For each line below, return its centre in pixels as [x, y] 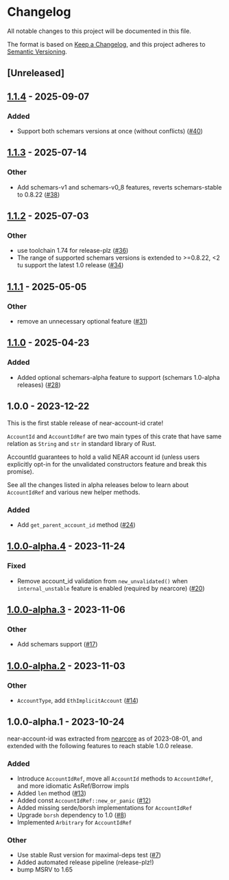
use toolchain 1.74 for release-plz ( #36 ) [73, 251]
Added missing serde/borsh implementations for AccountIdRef [105, 808]
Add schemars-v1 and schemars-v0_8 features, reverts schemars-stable [119, 187]
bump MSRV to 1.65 [45, 870]
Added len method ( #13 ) [52, 793]
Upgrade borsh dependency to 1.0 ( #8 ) [72, 815]
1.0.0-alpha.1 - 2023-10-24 [66, 722]
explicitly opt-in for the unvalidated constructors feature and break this [107, 464]
